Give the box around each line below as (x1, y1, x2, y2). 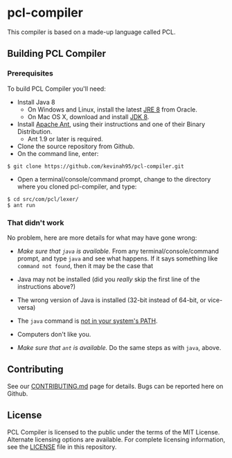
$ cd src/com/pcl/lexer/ (7, 195, 79, 202)
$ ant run (7, 202, 36, 209)
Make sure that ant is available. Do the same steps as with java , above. (17, 343, 222, 351)
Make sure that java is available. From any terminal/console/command (17, 247, 220, 255)
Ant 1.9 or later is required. (27, 134, 103, 143)
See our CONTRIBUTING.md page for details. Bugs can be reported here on (7, 382, 224, 390)
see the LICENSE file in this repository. (7, 442, 117, 451)
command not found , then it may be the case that (17, 261, 154, 270)
